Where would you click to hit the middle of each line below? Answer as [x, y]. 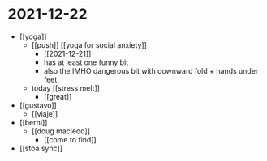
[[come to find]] [70, 139]
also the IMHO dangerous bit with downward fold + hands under [151, 70]
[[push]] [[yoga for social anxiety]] [89, 44]
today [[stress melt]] [66, 88]
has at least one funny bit [86, 62]
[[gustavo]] [38, 105]
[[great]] [58, 96]
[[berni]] [33, 122]
